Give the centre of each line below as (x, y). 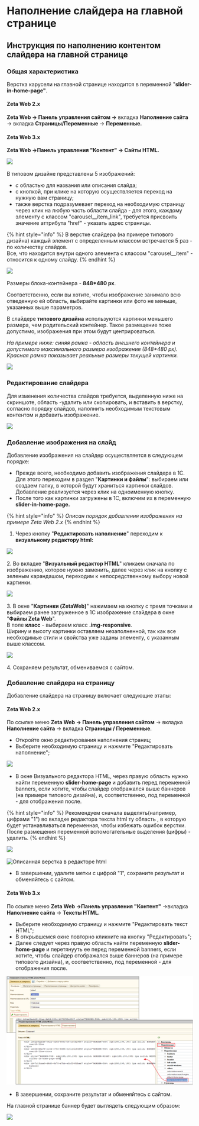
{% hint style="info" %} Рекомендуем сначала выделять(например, (92, 813)
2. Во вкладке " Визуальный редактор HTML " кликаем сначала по (91, 563)
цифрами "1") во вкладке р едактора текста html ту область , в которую (97, 819)
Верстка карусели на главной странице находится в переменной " (91, 84)
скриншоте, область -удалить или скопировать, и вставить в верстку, (95, 402)
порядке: (18, 461)
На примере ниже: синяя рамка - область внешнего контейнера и (91, 343)
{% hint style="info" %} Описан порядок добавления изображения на (94, 515)
